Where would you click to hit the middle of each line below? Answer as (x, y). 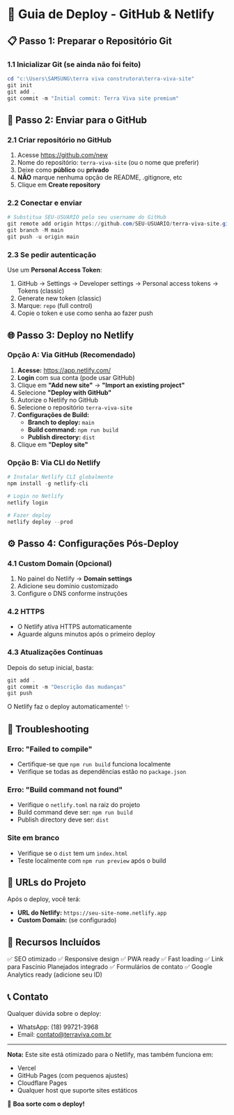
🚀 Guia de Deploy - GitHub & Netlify (111, 14)
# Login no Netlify (36, 496)
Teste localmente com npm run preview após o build (92, 860)
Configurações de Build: (53, 414)
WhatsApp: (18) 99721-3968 (58, 1027)
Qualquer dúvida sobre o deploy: (54, 1014)
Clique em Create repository (59, 185)
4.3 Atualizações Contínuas (55, 653)
